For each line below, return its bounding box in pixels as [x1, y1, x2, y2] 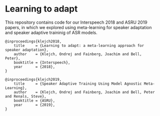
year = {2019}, [14, 102, 55, 107]
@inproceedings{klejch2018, [5, 39, 62, 44]
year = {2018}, [14, 64, 55, 69]
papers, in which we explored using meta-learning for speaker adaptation [5, 24, 152, 30]
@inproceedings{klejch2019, [5, 77, 62, 82]
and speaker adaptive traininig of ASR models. [5, 29, 98, 35]
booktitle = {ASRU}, [14, 98, 55, 103]
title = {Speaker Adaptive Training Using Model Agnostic [14, 81, 142, 86]
